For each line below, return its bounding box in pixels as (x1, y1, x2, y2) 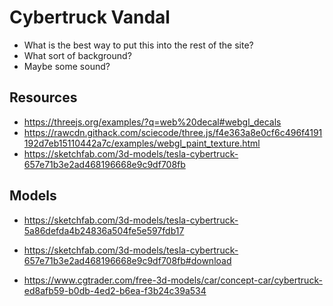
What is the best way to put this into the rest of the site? (23, 39, 254, 51)
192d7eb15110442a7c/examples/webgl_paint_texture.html (23, 137, 261, 149)
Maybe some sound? (23, 60, 111, 72)
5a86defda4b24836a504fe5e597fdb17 (23, 224, 185, 236)
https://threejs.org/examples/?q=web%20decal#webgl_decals (23, 116, 282, 128)
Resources (9, 89, 78, 106)
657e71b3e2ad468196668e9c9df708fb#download (23, 254, 232, 266)
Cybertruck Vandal (9, 6, 171, 29)
